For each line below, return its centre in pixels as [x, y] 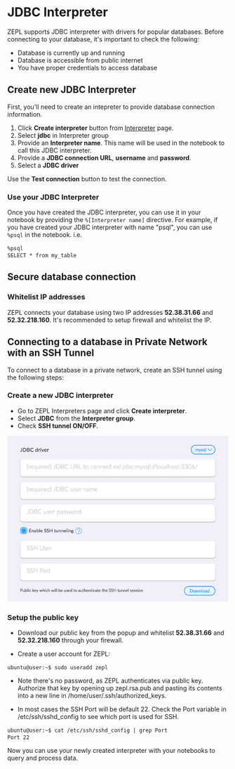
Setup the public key [43, 617]
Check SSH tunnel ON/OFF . [58, 425]
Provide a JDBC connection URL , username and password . [104, 157]
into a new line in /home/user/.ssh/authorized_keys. [92, 696]
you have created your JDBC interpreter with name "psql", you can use [110, 227]
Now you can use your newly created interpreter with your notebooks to [111, 751]
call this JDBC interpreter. [55, 150]
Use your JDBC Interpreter [53, 197]
